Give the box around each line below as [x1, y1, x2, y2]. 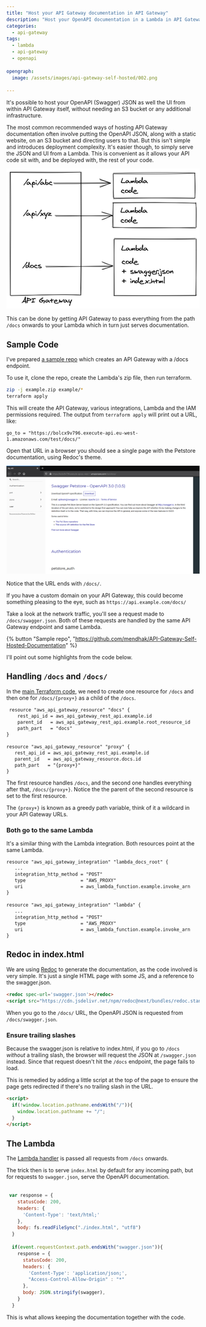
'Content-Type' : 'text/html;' [22, 1212, 100, 1218]
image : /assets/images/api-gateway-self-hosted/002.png [12, 74, 158, 81]
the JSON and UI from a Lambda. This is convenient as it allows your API [6, 150, 190, 157]
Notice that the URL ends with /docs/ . [6, 579, 102, 587]
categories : [6, 23, 37, 29]
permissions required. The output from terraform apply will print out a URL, [6, 410, 197, 418]
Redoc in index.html [6, 949, 85, 960]
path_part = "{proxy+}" [14, 762, 81, 768]
